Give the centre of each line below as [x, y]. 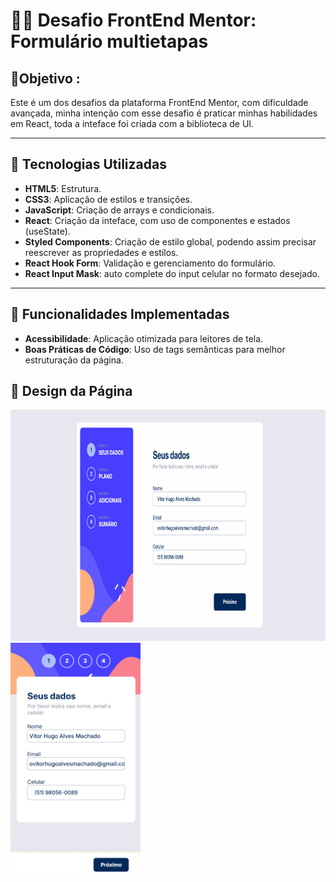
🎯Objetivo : [45, 78]
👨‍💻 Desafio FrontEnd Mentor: [133, 20]
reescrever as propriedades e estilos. [101, 252]
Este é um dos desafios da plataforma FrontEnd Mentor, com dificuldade [159, 102]
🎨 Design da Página [71, 391]
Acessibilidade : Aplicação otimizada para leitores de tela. [144, 338]
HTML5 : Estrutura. [63, 188]
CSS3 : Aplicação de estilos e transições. [108, 199]
